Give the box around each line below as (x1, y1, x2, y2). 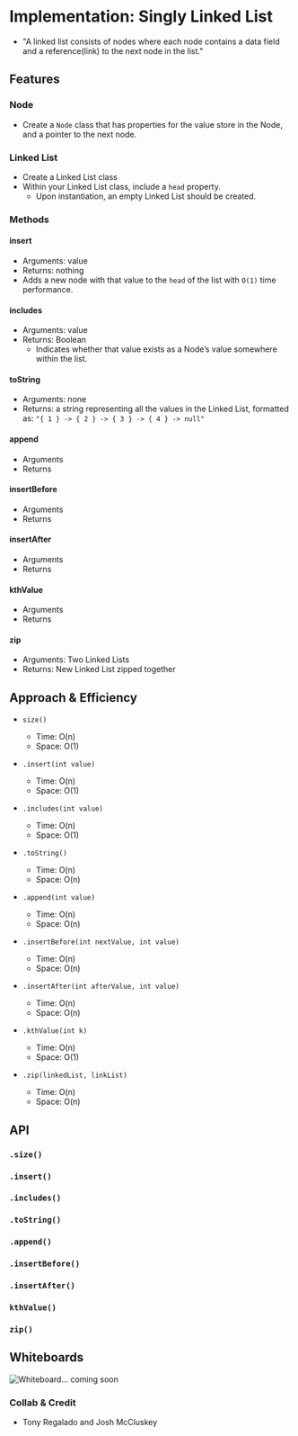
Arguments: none (22, 394, 87, 405)
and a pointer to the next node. (22, 129, 137, 139)
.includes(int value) (22, 804, 103, 813)
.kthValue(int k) (22, 1027, 88, 1036)
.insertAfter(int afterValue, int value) (22, 983, 180, 992)
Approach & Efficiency (9, 690, 137, 705)
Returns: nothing (22, 265, 84, 276)
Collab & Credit (9, 1396, 76, 1409)
